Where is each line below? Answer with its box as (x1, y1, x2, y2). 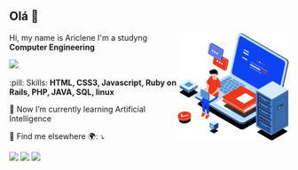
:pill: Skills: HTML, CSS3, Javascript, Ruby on (9, 77, 177, 88)
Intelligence (9, 112, 51, 124)
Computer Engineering (9, 42, 95, 52)
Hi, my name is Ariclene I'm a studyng (9, 32, 148, 42)
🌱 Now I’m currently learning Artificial (9, 104, 146, 114)
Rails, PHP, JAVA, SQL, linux (9, 86, 115, 97)
